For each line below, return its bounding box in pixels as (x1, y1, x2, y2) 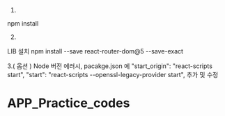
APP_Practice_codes (7, 95, 130, 111)
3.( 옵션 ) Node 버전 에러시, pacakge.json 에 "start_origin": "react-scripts (7, 62, 212, 70)
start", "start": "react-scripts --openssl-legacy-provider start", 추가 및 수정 (7, 71, 219, 78)
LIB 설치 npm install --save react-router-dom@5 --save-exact (7, 47, 183, 55)
